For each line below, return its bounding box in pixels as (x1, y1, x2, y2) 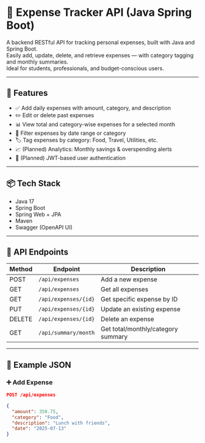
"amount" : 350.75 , (12, 408, 59, 414)
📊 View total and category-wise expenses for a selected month (15, 120, 176, 128)
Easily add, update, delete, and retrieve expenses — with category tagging (6, 51, 194, 59)
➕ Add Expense (6, 378, 53, 386)
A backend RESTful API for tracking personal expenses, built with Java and (6, 38, 195, 46)
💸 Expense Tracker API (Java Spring (6, 5, 192, 20)
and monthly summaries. (6, 58, 69, 65)
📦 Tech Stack (6, 178, 61, 189)
